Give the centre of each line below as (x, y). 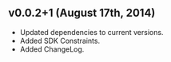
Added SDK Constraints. (60, 41)
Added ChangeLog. (52, 49)
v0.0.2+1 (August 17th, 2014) (82, 13)
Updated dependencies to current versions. (91, 32)
